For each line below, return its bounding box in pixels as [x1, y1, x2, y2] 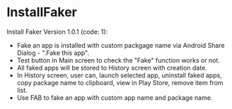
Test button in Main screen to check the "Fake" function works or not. [16, 56, 221, 64]
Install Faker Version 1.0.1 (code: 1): [6, 27, 108, 36]
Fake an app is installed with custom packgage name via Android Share [16, 41, 225, 49]
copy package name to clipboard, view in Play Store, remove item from [16, 78, 224, 86]
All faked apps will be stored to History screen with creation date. [16, 63, 208, 72]
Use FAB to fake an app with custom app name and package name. [16, 93, 213, 102]
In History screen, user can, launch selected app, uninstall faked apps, [16, 71, 222, 79]
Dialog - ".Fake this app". [16, 49, 90, 57]
